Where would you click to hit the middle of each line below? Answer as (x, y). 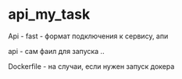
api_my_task (49, 14)
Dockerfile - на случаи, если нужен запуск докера (91, 66)
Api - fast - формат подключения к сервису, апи (88, 36)
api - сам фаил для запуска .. (56, 51)
